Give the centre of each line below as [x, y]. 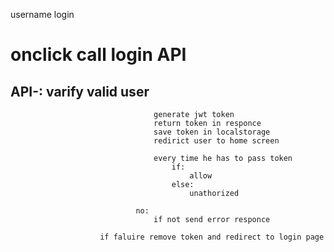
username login [42, 14]
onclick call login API [98, 55]
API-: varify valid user [80, 91]
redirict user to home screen [216, 141]
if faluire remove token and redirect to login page [212, 237]
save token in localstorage [212, 132]
